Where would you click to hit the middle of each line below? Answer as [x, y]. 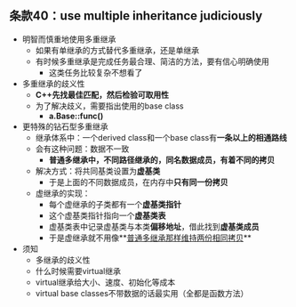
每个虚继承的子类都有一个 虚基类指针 [115, 204]
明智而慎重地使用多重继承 [69, 39]
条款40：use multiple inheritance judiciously [136, 16]
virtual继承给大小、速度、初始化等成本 [105, 282]
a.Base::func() [76, 116]
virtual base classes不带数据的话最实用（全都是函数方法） [142, 293]
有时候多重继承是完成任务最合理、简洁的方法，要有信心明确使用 [152, 61]
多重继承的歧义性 [53, 84]
